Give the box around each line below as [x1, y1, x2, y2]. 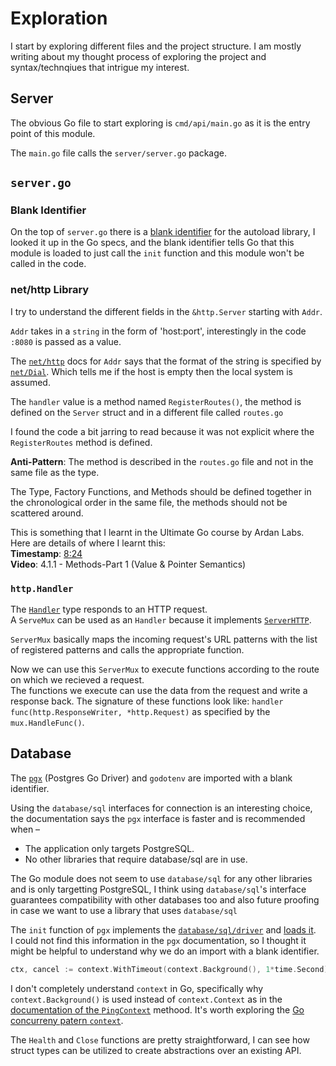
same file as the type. [10, 466, 100, 478]
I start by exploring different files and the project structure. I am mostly [10, 40, 302, 52]
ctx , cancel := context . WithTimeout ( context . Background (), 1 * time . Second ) [10, 964, 329, 974]
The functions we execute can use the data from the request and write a [10, 685, 308, 697]
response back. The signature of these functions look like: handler [10, 695, 284, 707]
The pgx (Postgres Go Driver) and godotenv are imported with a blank [10, 772, 293, 784]
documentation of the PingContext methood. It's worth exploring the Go [10, 1003, 305, 1016]
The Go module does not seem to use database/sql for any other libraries [10, 872, 313, 884]
